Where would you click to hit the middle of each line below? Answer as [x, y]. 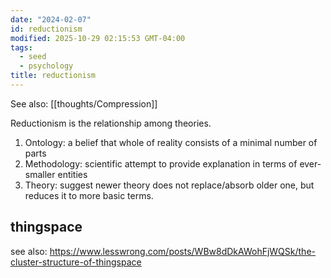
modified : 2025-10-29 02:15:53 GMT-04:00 [98, 38]
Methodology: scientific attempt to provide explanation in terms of [161, 163]
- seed [33, 57]
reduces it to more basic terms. [89, 195]
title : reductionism [53, 76]
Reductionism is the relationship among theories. [111, 123]
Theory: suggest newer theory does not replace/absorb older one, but [169, 185]
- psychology [46, 66]
